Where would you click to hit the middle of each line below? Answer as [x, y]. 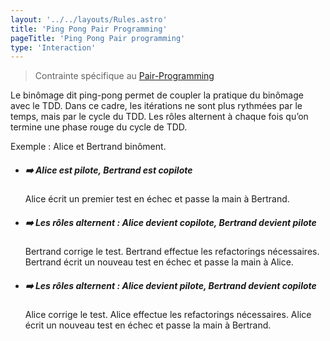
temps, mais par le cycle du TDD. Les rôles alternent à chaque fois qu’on [159, 117]
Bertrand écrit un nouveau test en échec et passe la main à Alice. [159, 262]
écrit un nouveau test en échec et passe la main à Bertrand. [148, 325]
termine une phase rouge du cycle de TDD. [99, 127]
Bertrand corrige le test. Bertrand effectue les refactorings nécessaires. [172, 252]
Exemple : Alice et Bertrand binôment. [88, 147]
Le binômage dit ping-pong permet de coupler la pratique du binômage [157, 95]
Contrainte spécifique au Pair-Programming [124, 76]
